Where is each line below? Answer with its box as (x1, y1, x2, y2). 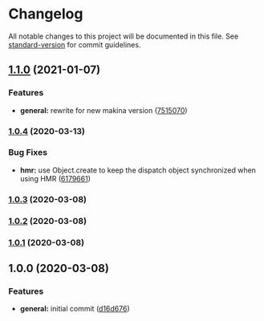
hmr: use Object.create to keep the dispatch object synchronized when (19, 165, 257, 175)
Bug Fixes (8, 147, 48, 158)
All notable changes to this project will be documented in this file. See (8, 31, 239, 41)
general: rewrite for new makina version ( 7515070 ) (19, 105, 188, 115)
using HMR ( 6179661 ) (19, 173, 91, 183)
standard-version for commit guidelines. (8, 39, 141, 49)
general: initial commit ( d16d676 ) (19, 304, 130, 314)
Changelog (8, 5, 83, 23)
